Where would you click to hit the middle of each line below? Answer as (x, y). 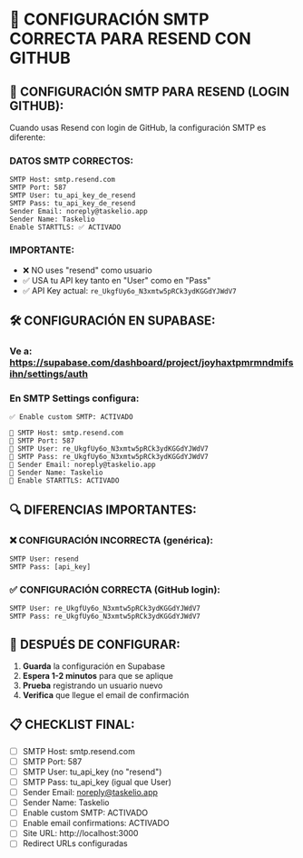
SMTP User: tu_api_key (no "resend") (92, 772)
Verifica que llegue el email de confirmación (106, 695)
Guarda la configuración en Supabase (94, 666)
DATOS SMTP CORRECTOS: (72, 161)
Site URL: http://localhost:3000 (80, 833)
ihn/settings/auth (49, 374)
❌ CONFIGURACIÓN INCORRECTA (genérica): (111, 540)
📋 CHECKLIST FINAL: (72, 725)
